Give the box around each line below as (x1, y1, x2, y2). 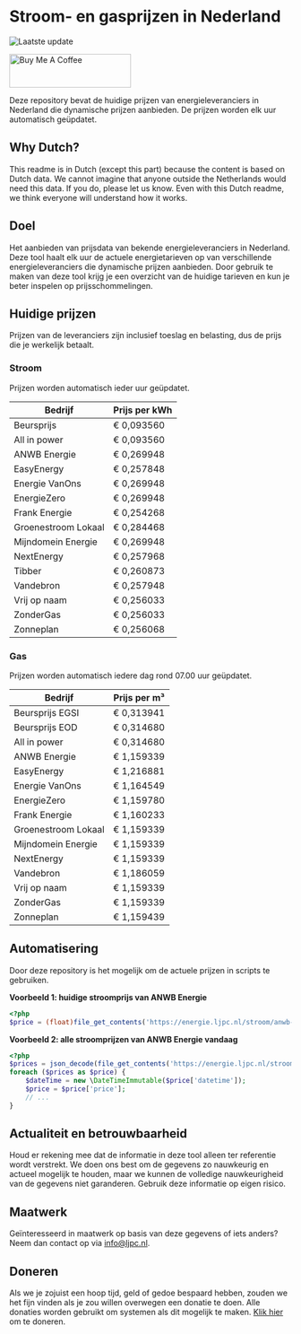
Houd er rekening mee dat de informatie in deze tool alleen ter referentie (9, 1150, 276, 1161)
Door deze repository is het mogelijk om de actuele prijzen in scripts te (9, 964, 271, 975)
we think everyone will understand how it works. (9, 192, 188, 203)
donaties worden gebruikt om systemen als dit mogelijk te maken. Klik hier (9, 1307, 284, 1318)
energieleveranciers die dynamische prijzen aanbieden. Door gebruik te (9, 261, 273, 272)
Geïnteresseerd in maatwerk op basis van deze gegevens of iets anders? (9, 1228, 279, 1239)
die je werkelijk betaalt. (9, 339, 95, 351)
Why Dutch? (9, 140, 81, 155)
